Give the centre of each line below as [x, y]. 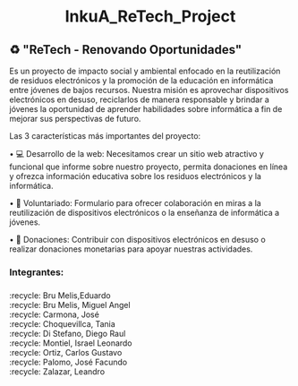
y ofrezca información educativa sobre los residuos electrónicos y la [136, 176]
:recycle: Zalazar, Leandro [57, 371]
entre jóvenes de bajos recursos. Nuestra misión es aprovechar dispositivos [149, 90]
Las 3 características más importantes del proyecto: [105, 136]
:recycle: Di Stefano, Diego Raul [68, 333]
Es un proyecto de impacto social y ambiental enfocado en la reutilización [145, 71]
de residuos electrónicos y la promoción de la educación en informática [141, 81]
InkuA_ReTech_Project [150, 17]
